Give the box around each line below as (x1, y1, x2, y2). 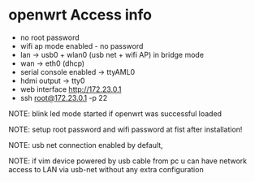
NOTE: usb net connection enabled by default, (8, 140, 164, 149)
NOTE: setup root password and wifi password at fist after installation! (8, 124, 243, 134)
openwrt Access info (8, 6, 153, 24)
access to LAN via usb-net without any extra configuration (8, 164, 205, 174)
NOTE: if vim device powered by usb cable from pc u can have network (8, 156, 248, 166)
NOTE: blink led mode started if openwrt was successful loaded (8, 108, 222, 119)
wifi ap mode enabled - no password (19, 41, 144, 50)
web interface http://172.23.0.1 (19, 84, 122, 94)
